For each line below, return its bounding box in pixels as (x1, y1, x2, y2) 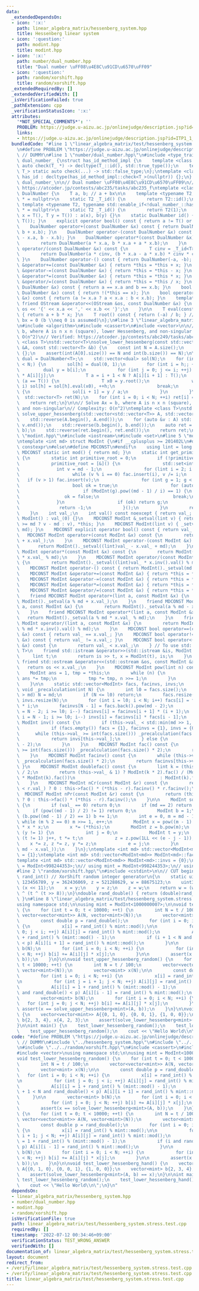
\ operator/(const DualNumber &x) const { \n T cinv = (17, 245, 171, 252)
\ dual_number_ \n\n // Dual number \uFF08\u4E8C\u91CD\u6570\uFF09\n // (17, 180, 195, 186)
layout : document (6, 1254, 49, 1260)
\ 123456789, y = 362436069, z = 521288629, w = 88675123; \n (17, 880, 171, 886)
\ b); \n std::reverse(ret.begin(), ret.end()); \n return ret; (17, 427, 190, 433)
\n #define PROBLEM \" (17, 146, 70, 152)
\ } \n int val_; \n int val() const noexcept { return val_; (17, 510, 192, 516)
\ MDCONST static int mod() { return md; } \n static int (17, 449, 168, 455)
